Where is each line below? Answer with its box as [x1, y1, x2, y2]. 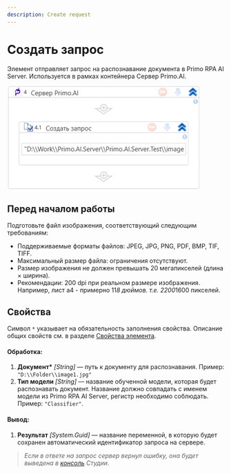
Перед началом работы [7, 203, 115, 215]
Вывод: [7, 415, 30, 424]
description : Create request [7, 11, 91, 18]
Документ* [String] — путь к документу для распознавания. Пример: [17, 363, 225, 371]
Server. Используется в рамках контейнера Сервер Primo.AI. [7, 72, 187, 80]
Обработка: [7, 347, 43, 355]
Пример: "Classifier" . [17, 399, 84, 408]
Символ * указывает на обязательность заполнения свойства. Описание [7, 324, 223, 333]
